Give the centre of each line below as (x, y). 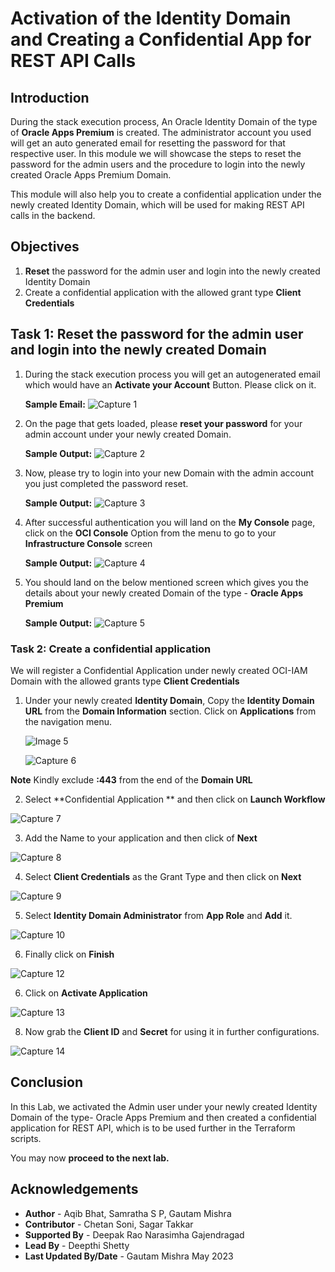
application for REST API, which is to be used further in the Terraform (153, 1128)
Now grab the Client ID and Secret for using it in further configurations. (172, 1031)
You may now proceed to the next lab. (90, 1158)
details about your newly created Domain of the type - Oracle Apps (163, 593)
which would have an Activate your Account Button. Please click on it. (170, 384)
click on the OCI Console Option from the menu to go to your (150, 533)
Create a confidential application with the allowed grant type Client (163, 292)
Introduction (50, 97)
